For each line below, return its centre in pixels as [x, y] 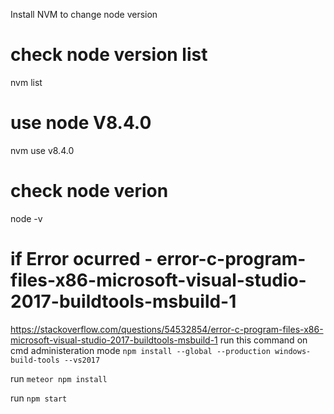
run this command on [263, 340]
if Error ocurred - [81, 259]
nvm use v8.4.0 [42, 150]
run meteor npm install [59, 378]
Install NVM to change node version [84, 14]
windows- [293, 351]
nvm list [26, 82]
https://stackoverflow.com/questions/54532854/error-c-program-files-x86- [167, 329]
